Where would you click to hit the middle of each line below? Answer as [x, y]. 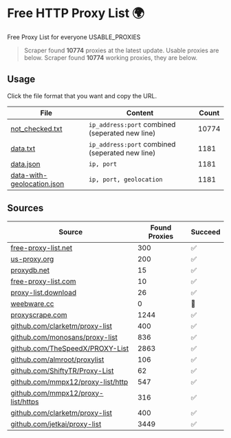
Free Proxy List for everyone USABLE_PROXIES [74, 37]
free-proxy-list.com [44, 281]
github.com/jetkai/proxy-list [56, 424]
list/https [25, 402]
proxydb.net [30, 270]
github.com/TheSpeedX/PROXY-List [70, 348]
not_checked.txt [37, 129]
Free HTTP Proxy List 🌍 [76, 13]
